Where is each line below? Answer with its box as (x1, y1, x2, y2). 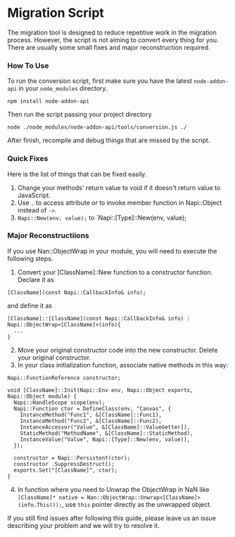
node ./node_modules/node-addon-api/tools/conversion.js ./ (7, 124, 188, 131)
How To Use (7, 61, 49, 70)
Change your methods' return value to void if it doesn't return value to (17, 183, 221, 191)
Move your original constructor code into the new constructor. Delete (17, 346, 218, 354)
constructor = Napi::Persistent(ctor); (13, 454, 131, 462)
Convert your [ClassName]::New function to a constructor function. (17, 267, 213, 276)
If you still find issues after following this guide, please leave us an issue (7, 514, 217, 522)
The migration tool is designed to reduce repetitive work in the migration (7, 28, 217, 37)
